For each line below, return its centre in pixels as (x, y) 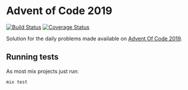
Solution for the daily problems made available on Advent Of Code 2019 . (94, 38)
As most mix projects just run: (42, 71)
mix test (17, 82)
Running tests (33, 57)
